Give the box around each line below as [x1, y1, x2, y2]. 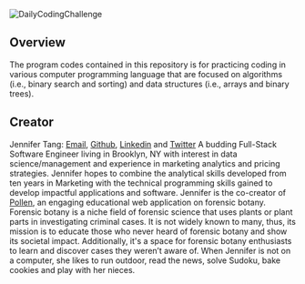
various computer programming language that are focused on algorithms [9, 68, 283, 79]
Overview [9, 35, 66, 50]
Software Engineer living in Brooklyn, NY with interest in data [9, 148, 239, 159]
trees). [9, 87, 35, 99]
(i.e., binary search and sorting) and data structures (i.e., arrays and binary [9, 78, 290, 89]
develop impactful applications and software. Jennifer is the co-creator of [9, 187, 287, 198]
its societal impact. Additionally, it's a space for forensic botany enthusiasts [9, 235, 292, 246]
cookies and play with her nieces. [9, 264, 136, 275]
